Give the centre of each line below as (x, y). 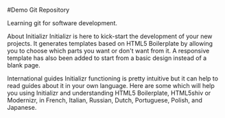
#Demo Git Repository (38, 10)
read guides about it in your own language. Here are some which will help (111, 86)
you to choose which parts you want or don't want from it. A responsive (108, 51)
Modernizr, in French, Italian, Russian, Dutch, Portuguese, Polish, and (105, 100)
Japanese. (22, 107)
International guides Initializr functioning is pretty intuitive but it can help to (113, 78)
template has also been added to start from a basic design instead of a (107, 58)
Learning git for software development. (62, 23)
